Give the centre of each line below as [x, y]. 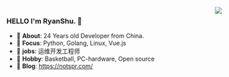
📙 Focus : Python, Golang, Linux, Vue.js [71, 43]
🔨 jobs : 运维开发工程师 [48, 51]
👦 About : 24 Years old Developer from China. [80, 36]
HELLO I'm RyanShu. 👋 [44, 21]
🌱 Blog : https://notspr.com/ [55, 66]
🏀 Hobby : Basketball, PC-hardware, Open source [85, 59]
